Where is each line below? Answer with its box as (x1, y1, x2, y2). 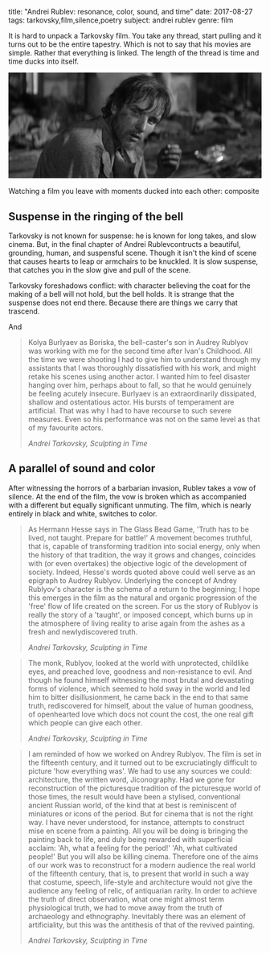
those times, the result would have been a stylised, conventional (27, 791, 241, 801)
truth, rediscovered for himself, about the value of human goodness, (27, 700, 255, 710)
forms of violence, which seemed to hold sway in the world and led (27, 684, 251, 693)
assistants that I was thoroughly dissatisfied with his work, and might (27, 363, 256, 372)
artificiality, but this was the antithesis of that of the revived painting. (27, 920, 256, 930)
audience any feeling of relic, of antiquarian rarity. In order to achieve (27, 885, 257, 895)
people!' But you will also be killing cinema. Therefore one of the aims (27, 852, 259, 861)
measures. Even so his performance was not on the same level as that (27, 414, 260, 424)
